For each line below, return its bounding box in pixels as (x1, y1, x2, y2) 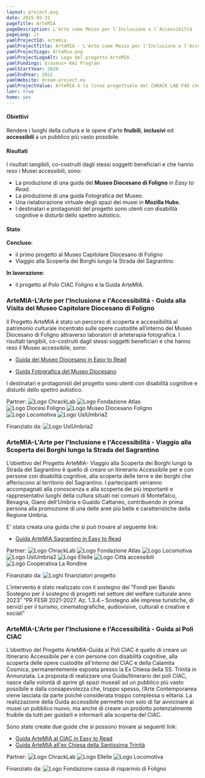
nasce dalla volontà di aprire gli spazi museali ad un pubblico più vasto (6, 679, 184, 686)
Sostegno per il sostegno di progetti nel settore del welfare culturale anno (6, 590, 192, 597)
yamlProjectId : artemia (6, 37, 67, 43)
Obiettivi (6, 113, 29, 120)
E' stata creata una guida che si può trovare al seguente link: (6, 523, 159, 530)
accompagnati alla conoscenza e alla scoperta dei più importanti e (6, 485, 173, 493)
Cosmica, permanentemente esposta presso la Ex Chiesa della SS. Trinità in (6, 666, 197, 673)
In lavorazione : (6, 270, 45, 277)
